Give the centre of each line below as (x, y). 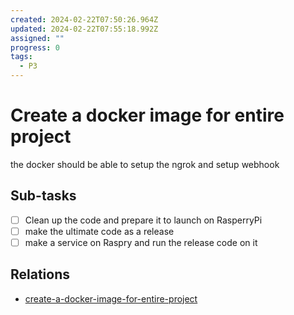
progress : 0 (35, 47)
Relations (40, 274)
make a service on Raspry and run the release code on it (141, 242)
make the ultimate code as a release (99, 231)
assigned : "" (37, 38)
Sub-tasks (43, 196)
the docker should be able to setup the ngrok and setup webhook (145, 164)
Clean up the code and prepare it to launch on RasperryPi (143, 220)
